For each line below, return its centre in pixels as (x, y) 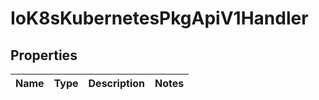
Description (116, 83)
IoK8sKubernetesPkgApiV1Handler (159, 18)
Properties (44, 55)
